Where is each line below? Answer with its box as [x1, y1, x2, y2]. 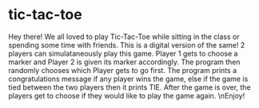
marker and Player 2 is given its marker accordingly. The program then [8, 57, 241, 67]
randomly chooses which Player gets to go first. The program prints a [8, 65, 237, 75]
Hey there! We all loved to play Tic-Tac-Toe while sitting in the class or [8, 32, 240, 41]
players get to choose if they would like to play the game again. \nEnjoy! [8, 91, 245, 100]
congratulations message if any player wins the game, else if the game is [8, 74, 249, 83]
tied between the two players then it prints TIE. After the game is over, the [8, 82, 251, 92]
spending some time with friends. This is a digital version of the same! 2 [8, 40, 245, 49]
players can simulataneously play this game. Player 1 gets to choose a [8, 48, 238, 58]
